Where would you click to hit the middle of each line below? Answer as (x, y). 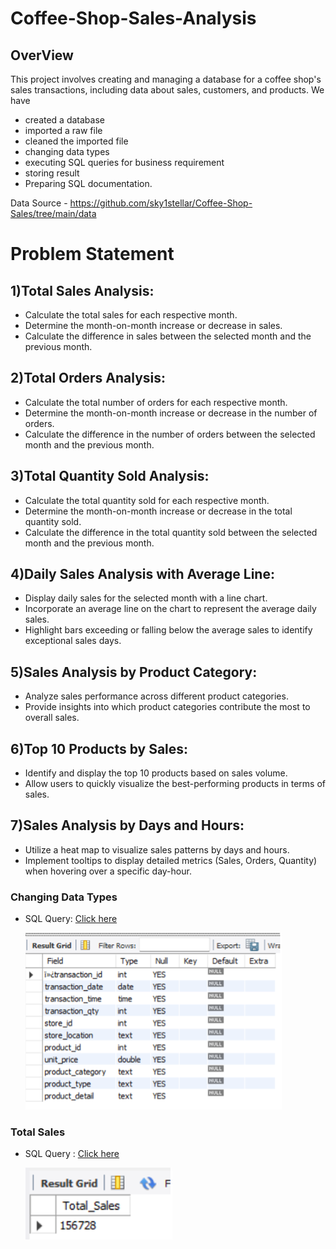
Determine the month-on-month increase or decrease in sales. (153, 325)
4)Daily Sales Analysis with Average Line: (142, 574)
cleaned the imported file (76, 141)
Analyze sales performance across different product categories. (156, 696)
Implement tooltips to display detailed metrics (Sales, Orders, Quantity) (171, 860)
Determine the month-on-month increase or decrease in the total (158, 511)
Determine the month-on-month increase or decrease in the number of (171, 413)
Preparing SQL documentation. (88, 183)
